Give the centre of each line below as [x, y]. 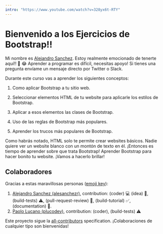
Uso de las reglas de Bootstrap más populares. [60, 122]
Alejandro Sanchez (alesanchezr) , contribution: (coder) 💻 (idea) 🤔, [80, 194]
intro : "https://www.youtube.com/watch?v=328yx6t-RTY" [63, 10]
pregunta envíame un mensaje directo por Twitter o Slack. [64, 68]
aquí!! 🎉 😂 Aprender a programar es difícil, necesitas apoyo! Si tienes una [81, 63]
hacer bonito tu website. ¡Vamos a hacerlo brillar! [55, 156]
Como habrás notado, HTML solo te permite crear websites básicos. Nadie [81, 140]
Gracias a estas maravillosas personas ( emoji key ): [57, 184]
